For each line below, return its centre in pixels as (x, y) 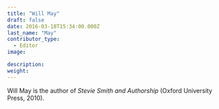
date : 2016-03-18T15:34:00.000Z (53, 26)
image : (17, 52)
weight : (18, 71)
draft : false (26, 20)
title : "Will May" (33, 13)
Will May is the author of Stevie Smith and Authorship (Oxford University (110, 90)
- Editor (26, 46)
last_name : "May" (32, 33)
